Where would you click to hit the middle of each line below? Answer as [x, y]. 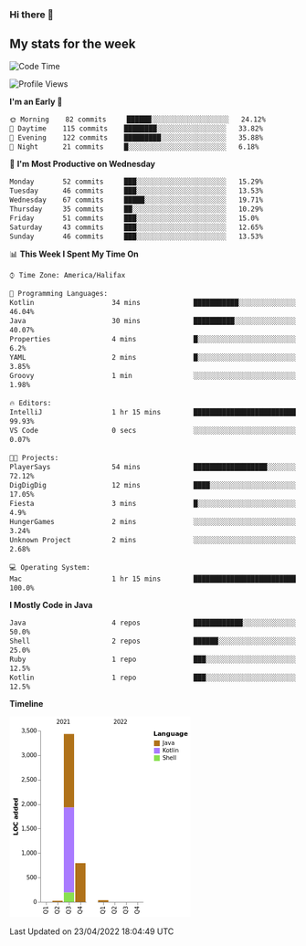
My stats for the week [73, 44]
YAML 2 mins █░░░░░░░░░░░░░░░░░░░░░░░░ [153, 357]
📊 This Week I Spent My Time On [74, 254]
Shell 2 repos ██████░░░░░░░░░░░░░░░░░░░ [153, 641]
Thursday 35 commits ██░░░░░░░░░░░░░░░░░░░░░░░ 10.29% [136, 209]
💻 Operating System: [50, 567]
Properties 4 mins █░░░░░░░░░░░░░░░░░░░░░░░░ [153, 339]
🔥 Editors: [31, 403]
